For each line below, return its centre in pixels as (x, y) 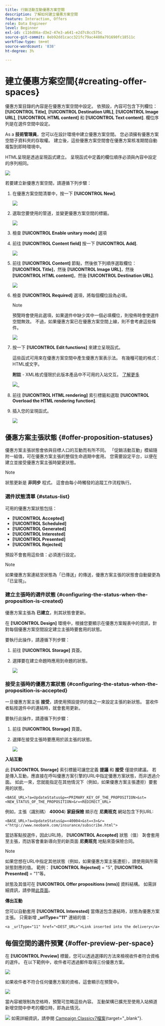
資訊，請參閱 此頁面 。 (31, 890)
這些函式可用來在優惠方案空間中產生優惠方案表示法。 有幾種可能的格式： (86, 358)
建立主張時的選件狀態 (30, 595)
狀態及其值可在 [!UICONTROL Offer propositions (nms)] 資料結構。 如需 (79, 884)
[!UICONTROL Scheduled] (39, 523)
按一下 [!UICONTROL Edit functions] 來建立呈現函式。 (67, 347)
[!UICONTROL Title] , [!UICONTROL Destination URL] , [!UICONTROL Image (82, 112)
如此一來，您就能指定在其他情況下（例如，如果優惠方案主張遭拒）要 (84, 782)
